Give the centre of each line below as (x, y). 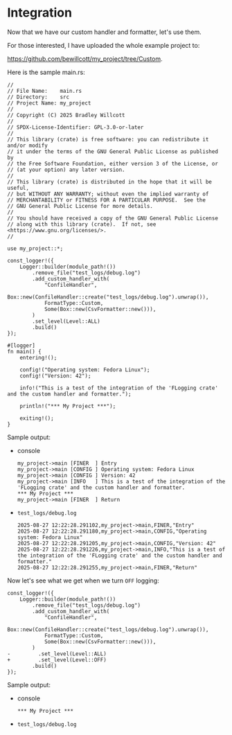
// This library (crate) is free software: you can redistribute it (108, 139)
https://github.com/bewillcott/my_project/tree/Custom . (85, 59)
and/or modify (28, 145)
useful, (18, 188)
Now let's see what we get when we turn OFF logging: (83, 581)
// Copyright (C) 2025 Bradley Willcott (66, 115)
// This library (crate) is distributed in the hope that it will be (110, 181)
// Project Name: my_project (49, 103)
